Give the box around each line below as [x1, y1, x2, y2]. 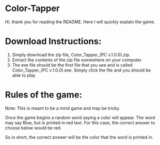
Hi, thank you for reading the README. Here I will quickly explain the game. [5, 19, 156, 25]
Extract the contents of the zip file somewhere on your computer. [12, 57, 143, 63]
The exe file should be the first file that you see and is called [12, 62, 133, 68]
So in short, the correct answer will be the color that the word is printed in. [5, 134, 154, 140]
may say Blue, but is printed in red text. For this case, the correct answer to [5, 119, 155, 126]
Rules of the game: [5, 89, 82, 101]
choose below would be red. [5, 125, 62, 130]
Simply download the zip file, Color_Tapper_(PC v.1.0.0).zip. [12, 52, 131, 58]
